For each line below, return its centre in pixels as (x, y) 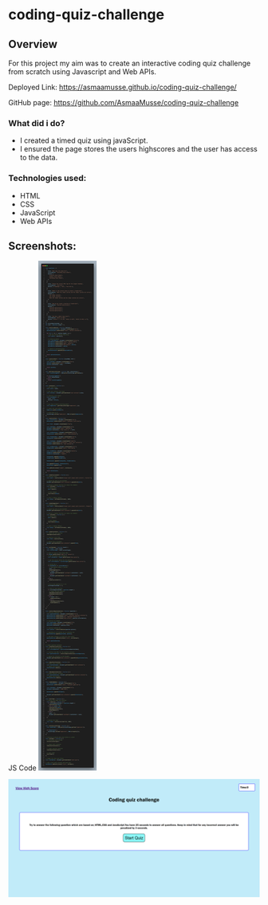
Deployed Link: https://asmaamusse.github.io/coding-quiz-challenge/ (122, 87)
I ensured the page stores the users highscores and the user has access (138, 149)
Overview (33, 44)
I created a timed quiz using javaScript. (84, 140)
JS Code (23, 768)
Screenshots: (43, 246)
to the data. (39, 158)
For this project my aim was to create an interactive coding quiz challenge (130, 63)
